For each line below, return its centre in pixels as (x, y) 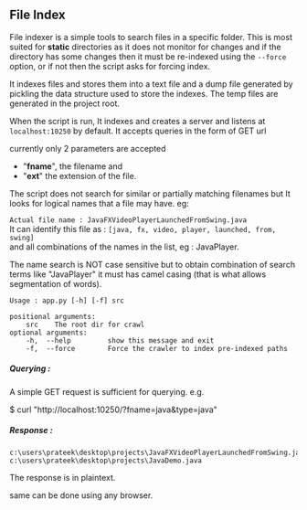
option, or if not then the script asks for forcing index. (110, 66)
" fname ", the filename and (73, 166)
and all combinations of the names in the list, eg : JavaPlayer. (124, 247)
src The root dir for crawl (85, 324)
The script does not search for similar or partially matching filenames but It (150, 193)
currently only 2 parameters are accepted (88, 148)
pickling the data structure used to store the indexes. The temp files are (144, 93)
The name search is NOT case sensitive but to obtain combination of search (152, 264)
